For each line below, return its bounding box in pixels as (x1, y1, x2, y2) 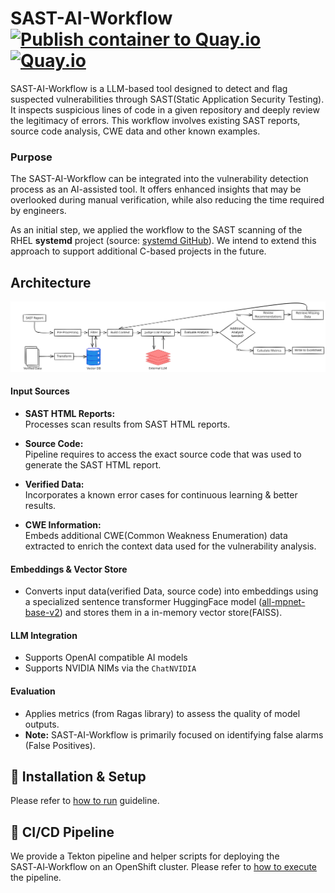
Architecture (10, 274, 92, 291)
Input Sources (10, 385, 70, 397)
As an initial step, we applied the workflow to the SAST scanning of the (10, 224, 303, 236)
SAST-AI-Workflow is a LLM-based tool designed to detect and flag (10, 82, 288, 94)
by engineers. (10, 205, 67, 217)
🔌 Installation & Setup (10, 768, 147, 785)
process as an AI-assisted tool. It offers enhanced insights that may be (10, 183, 302, 196)
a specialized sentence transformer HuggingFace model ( (24, 596, 263, 608)
